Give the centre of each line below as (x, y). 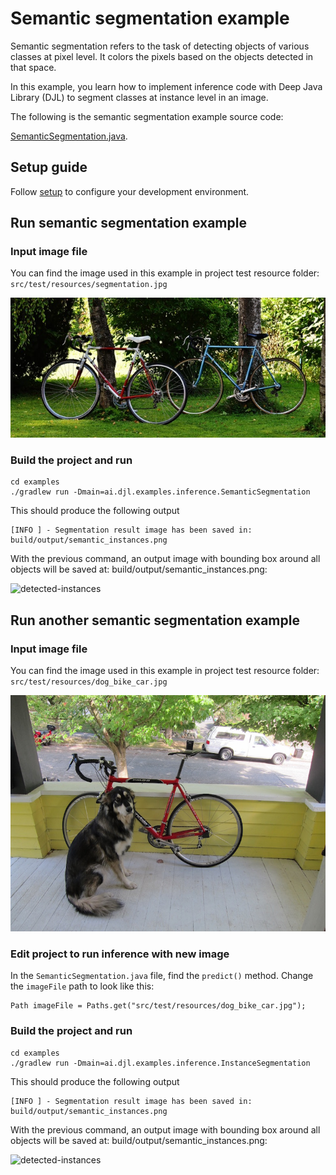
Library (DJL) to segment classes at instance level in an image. (139, 97)
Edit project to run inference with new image (120, 954)
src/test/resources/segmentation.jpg (89, 285)
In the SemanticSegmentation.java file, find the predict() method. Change (162, 976)
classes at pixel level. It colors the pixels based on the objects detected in (162, 56)
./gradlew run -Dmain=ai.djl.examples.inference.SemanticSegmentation (160, 492)
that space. (33, 67)
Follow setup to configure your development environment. (130, 191)
